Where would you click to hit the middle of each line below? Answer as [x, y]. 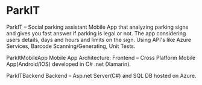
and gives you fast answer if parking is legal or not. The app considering [96, 33]
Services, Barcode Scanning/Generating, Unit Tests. [71, 46]
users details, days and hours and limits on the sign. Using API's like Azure [99, 40]
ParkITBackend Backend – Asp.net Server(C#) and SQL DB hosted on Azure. [101, 75]
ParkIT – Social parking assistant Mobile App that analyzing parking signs [97, 27]
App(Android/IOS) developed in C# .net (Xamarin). [69, 64]
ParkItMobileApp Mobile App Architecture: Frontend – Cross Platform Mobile [101, 57]
